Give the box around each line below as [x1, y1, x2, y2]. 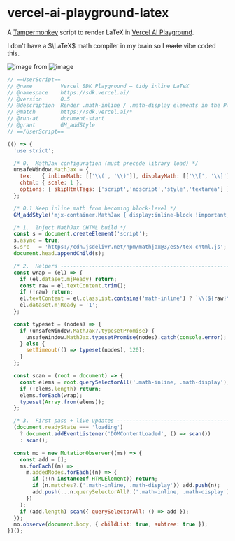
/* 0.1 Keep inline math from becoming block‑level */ [13, 205, 177, 212]
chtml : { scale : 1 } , [20, 180, 83, 187]
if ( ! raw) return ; [20, 289, 73, 296]
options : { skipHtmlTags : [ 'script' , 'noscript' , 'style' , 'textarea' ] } [20, 186, 230, 193]
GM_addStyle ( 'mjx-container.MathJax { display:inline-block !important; [13, 211, 230, 218]
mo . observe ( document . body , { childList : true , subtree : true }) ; [13, 521, 208, 528]
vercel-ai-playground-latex [7, 5, 169, 21]
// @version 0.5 [7, 96, 71, 103]
